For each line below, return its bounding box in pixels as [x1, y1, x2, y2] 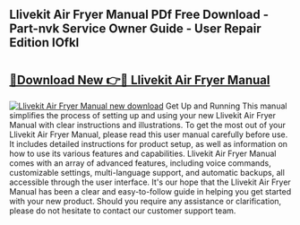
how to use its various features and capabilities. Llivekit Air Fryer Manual [9, 148, 277, 159]
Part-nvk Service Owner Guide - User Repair [9, 22, 261, 37]
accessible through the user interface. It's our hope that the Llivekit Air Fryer [9, 177, 291, 187]
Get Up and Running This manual [165, 100, 287, 111]
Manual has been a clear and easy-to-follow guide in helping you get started [9, 186, 292, 196]
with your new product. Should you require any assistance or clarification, [9, 196, 282, 206]
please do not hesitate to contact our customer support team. [9, 205, 236, 216]
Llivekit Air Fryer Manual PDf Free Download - [9, 7, 270, 22]
